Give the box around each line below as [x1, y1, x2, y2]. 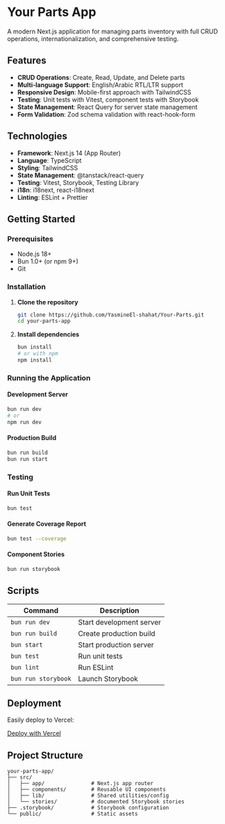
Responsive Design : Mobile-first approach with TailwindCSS [17, 88, 192, 96]
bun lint [10, 663, 40, 671]
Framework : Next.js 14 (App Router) [17, 149, 122, 157]
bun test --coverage [7, 535, 67, 542]
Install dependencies [17, 330, 80, 339]
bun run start [7, 455, 49, 462]
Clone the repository [17, 298, 78, 306]
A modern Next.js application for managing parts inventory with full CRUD [7, 27, 219, 35]
